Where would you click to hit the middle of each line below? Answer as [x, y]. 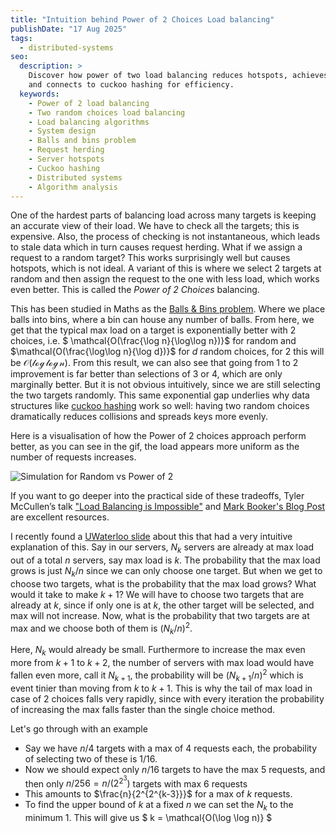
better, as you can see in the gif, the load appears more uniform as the [155, 447]
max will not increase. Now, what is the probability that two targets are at [160, 615]
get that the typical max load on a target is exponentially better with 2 [153, 330]
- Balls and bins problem [82, 141]
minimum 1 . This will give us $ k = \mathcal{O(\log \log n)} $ [148, 818]
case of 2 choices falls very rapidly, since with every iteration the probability [167, 698]
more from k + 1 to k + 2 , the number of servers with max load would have [162, 663]
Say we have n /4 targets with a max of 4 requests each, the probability [170, 748]
